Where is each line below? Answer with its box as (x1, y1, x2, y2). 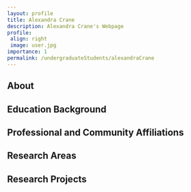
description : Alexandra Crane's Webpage (7, 23, 125, 29)
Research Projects (7, 173, 87, 185)
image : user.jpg (10, 42, 57, 49)
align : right (10, 36, 48, 43)
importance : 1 (7, 49, 48, 56)
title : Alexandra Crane (7, 16, 75, 23)
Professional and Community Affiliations (7, 126, 184, 138)
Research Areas (7, 150, 77, 162)
